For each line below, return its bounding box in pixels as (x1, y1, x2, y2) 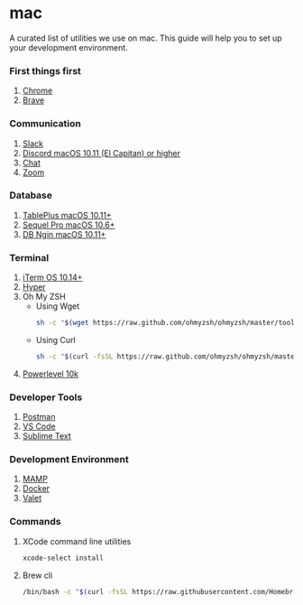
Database (9, 189, 52, 201)
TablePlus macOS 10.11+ (22, 209, 113, 220)
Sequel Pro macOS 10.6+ (22, 219, 115, 230)
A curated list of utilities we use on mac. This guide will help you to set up (9, 33, 282, 43)
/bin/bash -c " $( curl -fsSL (22, 587, 129, 596)
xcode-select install (22, 554, 104, 563)
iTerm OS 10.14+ (22, 272, 83, 283)
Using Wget (35, 301, 79, 312)
